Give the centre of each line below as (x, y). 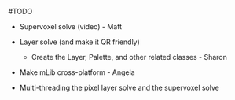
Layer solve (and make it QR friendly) (79, 42)
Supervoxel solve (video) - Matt (71, 26)
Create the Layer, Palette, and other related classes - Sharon (129, 57)
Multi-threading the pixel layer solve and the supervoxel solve (119, 87)
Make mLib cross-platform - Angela (77, 72)
